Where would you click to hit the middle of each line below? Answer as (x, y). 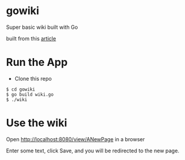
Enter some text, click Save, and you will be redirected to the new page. (93, 151)
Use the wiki (37, 123)
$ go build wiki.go (30, 94)
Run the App (37, 62)
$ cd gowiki (21, 89)
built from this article (31, 38)
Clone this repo (33, 78)
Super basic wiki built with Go (42, 27)
